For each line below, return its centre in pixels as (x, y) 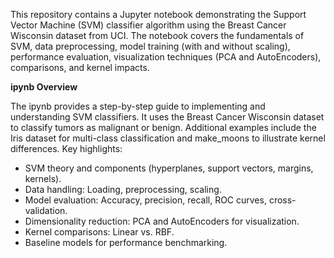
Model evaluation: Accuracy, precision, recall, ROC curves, (145, 200)
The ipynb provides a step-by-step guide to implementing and (138, 106)
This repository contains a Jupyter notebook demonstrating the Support (158, 14)
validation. (46, 210)
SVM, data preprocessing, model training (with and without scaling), (150, 46)
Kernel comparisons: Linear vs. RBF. (99, 232)
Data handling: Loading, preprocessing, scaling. (123, 189)
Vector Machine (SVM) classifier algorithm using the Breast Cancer (148, 25)
